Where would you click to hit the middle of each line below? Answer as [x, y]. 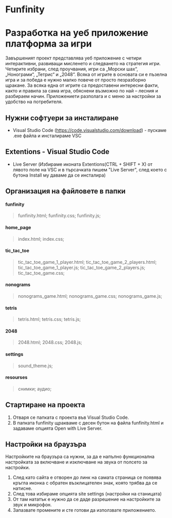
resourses [16, 377]
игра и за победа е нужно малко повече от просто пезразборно [76, 80]
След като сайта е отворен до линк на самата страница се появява [87, 477]
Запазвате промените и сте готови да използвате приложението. [84, 510]
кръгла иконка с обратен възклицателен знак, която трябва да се [85, 483]
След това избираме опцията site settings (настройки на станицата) [87, 494]
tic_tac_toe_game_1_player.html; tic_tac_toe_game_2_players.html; [87, 262]
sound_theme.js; [35, 366]
